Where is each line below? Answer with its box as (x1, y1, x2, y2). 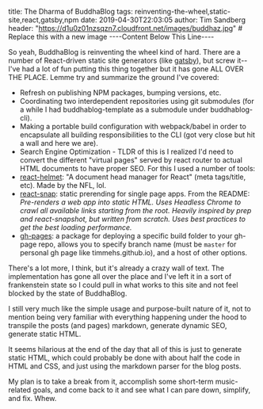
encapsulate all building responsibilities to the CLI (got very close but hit (19, 130, 256, 140)
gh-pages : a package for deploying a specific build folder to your (19, 231, 233, 240)
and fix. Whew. (8, 394, 57, 403)
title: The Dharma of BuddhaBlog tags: (8, 7, 133, 16)
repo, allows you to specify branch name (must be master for (38, 239, 237, 249)
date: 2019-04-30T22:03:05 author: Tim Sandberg (80, 15, 246, 25)
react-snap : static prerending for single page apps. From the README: (19, 189, 250, 198)
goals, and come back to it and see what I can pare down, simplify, (32, 385, 251, 395)
